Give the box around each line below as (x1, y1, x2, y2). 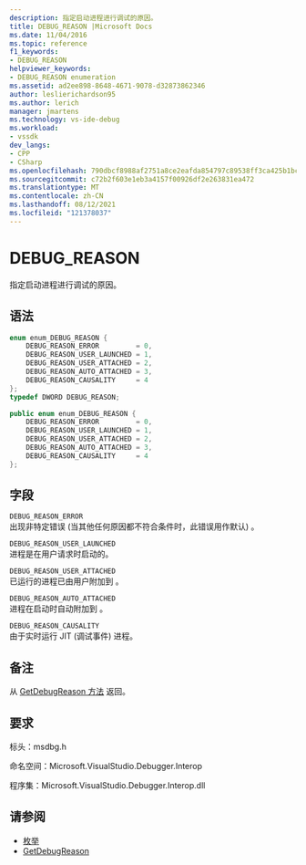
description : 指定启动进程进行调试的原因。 (9, 13, 158, 23)
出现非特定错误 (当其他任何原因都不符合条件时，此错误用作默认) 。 (9, 521, 260, 532)
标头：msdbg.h (9, 741, 66, 753)
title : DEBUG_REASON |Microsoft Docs (9, 22, 153, 31)
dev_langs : (9, 141, 51, 150)
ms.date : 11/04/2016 (9, 30, 88, 39)
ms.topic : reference (9, 38, 88, 48)
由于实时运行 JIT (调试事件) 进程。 (9, 631, 138, 641)
